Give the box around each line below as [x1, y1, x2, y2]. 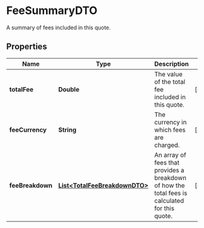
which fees [154, 126, 186, 134]
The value [154, 69, 183, 78]
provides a [154, 166, 185, 174]
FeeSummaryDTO [6, 4, 98, 18]
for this [154, 204, 175, 212]
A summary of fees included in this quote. [6, 24, 111, 31]
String [58, 126, 77, 134]
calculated [154, 196, 184, 205]
